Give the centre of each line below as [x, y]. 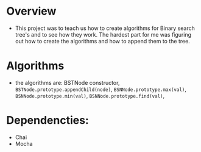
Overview [31, 11]
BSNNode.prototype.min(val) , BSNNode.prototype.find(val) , [90, 95]
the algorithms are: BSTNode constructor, [67, 82]
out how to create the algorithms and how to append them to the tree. [102, 41]
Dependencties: [48, 121]
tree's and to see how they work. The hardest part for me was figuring [103, 34]
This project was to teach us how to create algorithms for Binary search [105, 28]
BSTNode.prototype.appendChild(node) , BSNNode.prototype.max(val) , [101, 89]
